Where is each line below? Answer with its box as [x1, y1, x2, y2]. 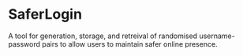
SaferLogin [8, 5, 83, 23]
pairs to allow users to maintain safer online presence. [42, 39, 219, 48]
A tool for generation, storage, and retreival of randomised [8, 31, 198, 40]
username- [199, 31, 235, 40]
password [8, 39, 41, 48]
